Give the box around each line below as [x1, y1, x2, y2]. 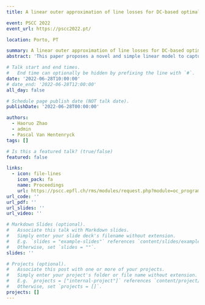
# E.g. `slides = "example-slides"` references [6, 239, 135, 245]
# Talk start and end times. [6, 65, 81, 71]
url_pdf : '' [6, 199, 37, 205]
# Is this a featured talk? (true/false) [6, 148, 113, 154]
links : [6, 165, 23, 171]
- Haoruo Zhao [12, 120, 48, 127]
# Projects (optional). [6, 260, 67, 267]
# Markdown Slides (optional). [6, 221, 86, 228]
